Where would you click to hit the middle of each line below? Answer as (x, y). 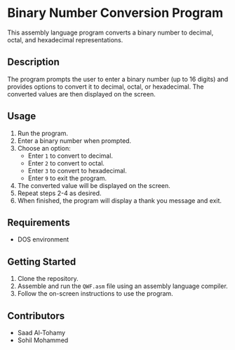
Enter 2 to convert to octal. (66, 163)
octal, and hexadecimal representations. (65, 39)
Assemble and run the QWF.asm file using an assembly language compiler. (122, 286)
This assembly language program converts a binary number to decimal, (110, 32)
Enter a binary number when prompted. (74, 140)
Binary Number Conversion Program (115, 13)
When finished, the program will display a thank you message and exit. (120, 200)
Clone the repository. (48, 279)
